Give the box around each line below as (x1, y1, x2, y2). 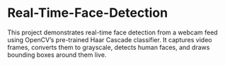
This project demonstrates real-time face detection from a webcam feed (7, 28, 218, 37)
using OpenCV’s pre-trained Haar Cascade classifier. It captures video (7, 35, 212, 44)
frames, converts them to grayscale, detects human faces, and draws (7, 43, 210, 51)
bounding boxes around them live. (7, 51, 107, 59)
